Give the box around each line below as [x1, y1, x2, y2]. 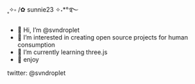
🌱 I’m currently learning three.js [17, 48, 108, 56]
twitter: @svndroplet [7, 69, 66, 77]
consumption [17, 41, 56, 49]
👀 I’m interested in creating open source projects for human [17, 33, 188, 41]
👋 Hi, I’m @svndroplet [17, 26, 80, 34]
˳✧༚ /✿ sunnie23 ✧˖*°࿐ [7, 6, 79, 13]
